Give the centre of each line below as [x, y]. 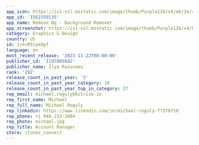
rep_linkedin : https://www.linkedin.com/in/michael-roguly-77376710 [92, 111]
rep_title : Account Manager [41, 127]
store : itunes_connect [34, 133]
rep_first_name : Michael [37, 99]
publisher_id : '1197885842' [41, 61]
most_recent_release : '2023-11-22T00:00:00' [62, 56]
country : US [21, 39]
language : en [22, 50]
